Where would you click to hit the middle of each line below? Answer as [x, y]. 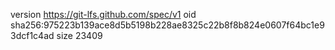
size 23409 [79, 35]
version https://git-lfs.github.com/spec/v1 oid [103, 14]
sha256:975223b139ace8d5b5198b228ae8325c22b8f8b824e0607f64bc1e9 [167, 25]
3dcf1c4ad [32, 35]
